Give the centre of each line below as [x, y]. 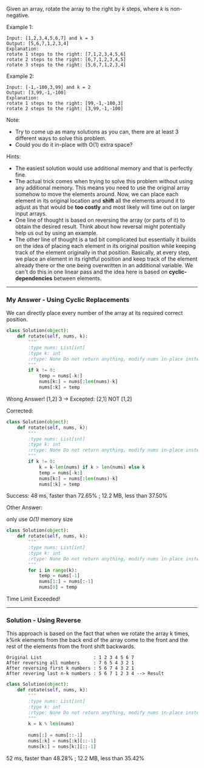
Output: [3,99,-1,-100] [36, 93]
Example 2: [20, 76]
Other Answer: [24, 507]
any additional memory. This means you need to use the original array [102, 188]
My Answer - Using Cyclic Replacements [68, 300]
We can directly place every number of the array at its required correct [95, 313]
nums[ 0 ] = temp [58, 587]
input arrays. [31, 213]
